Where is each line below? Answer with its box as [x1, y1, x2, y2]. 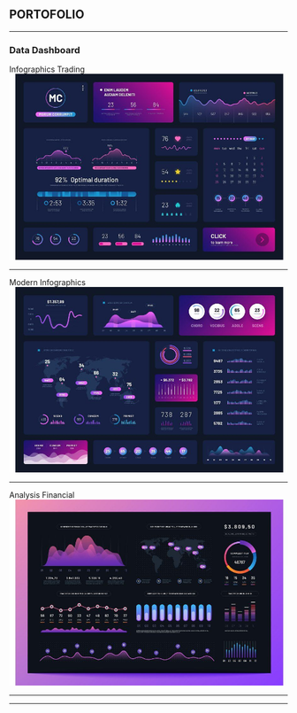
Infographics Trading [9, 64, 86, 74]
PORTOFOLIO [9, 7, 85, 22]
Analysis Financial [9, 490, 75, 500]
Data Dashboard [9, 43, 80, 56]
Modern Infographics [9, 276, 87, 287]
